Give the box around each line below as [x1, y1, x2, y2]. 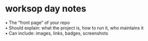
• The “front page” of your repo [5, 19, 70, 25]
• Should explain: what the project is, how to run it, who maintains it [5, 24, 144, 30]
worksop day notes [5, 3, 86, 14]
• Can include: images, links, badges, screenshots [5, 30, 109, 36]
